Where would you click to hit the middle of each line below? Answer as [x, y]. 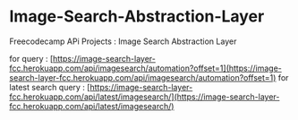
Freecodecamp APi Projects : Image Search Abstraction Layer [123, 41]
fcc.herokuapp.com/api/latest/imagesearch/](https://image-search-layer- [145, 97]
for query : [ [31, 58]
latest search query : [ [50, 87]
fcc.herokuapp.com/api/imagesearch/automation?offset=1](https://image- [145, 68]
